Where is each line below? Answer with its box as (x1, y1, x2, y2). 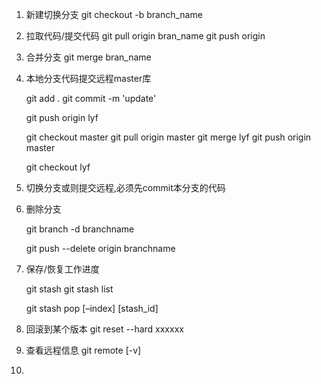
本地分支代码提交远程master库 (25, 73, 152, 84)
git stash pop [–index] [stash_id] (25, 303, 159, 314)
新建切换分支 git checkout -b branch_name (25, 9, 203, 20)
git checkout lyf (25, 161, 91, 173)
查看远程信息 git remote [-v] (25, 344, 142, 356)
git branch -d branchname (25, 223, 135, 235)
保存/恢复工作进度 (25, 263, 100, 275)
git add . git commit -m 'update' (25, 93, 157, 104)
